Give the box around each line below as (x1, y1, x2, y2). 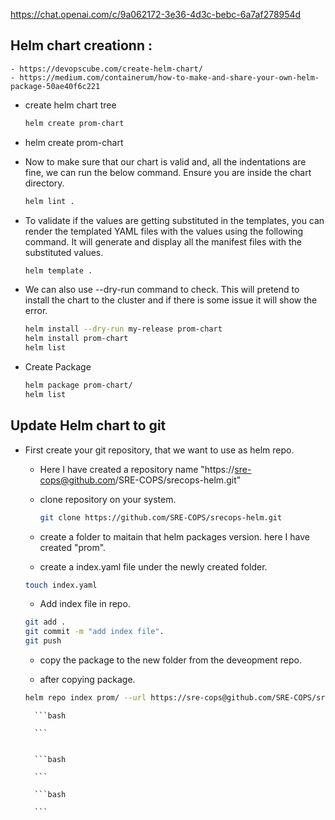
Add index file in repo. (39, 598, 131, 610)
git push (24, 636, 62, 646)
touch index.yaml (24, 580, 98, 590)
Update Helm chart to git (10, 417, 167, 434)
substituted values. (24, 246, 104, 258)
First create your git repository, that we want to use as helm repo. (24, 444, 295, 456)
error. (24, 305, 48, 317)
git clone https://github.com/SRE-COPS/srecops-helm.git (39, 512, 283, 523)
